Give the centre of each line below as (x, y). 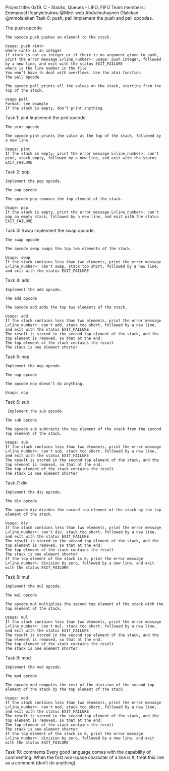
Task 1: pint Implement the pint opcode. (46, 118)
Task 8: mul (17, 577)
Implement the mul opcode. (34, 586)
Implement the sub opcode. (36, 411)
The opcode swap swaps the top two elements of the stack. (69, 249)
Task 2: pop (17, 172)
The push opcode (23, 28)
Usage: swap (18, 258)
